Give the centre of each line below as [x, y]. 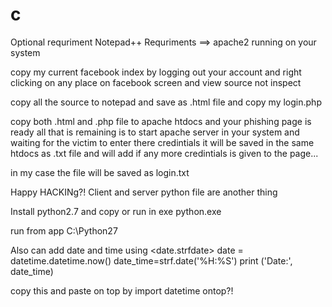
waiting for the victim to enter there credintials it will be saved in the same [162, 142]
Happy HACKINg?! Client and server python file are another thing [144, 192]
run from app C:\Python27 [64, 230]
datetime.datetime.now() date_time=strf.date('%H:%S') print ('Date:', [151, 260]
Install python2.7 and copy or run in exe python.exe [116, 211]
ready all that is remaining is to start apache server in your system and [155, 132]
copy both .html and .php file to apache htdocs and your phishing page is [161, 121]
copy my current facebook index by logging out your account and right [156, 72]
